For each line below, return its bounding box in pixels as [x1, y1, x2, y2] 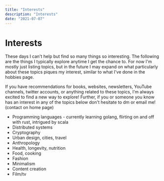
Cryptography [12, 130, 41, 136]
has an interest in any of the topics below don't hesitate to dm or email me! [5, 99, 156, 105]
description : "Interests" [5, 12, 58, 17]
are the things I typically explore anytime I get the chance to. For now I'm [5, 59, 152, 65]
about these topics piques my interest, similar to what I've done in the [5, 69, 145, 75]
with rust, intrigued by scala [12, 119, 69, 125]
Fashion [12, 156, 28, 161]
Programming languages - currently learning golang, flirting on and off [12, 114, 154, 120]
